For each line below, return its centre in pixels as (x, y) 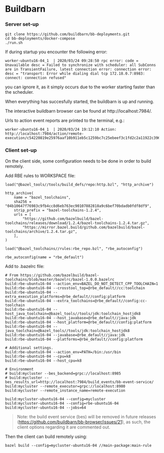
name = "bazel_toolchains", (42, 197)
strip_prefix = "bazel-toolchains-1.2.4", (58, 210)
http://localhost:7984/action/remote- (44, 134)
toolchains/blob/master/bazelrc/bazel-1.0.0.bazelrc (60, 279)
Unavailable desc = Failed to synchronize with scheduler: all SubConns (81, 65)
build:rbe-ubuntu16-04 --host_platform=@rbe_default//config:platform (78, 322)
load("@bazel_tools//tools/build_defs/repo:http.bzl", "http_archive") (79, 185)
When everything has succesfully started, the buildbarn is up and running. (80, 102)
